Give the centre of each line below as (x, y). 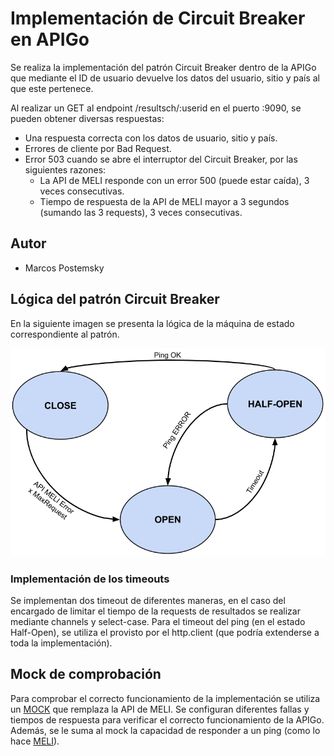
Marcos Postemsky (64, 268)
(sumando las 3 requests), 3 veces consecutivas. (141, 212)
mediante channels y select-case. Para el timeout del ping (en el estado (158, 621)
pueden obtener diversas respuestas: (87, 118)
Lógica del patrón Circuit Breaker (115, 299)
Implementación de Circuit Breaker (158, 18)
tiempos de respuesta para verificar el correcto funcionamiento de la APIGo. (167, 719)
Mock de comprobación (86, 674)
